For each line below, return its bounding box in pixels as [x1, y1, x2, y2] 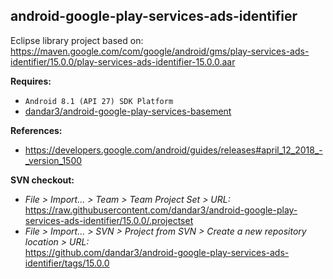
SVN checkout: [10, 174, 75, 186]
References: [10, 124, 63, 136]
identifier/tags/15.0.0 [24, 257, 110, 269]
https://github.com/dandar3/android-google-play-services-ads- [24, 246, 290, 258]
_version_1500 [24, 154, 83, 166]
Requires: [10, 75, 52, 87]
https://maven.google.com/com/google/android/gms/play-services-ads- [10, 45, 310, 57]
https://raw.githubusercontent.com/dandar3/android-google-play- [24, 204, 298, 216]
